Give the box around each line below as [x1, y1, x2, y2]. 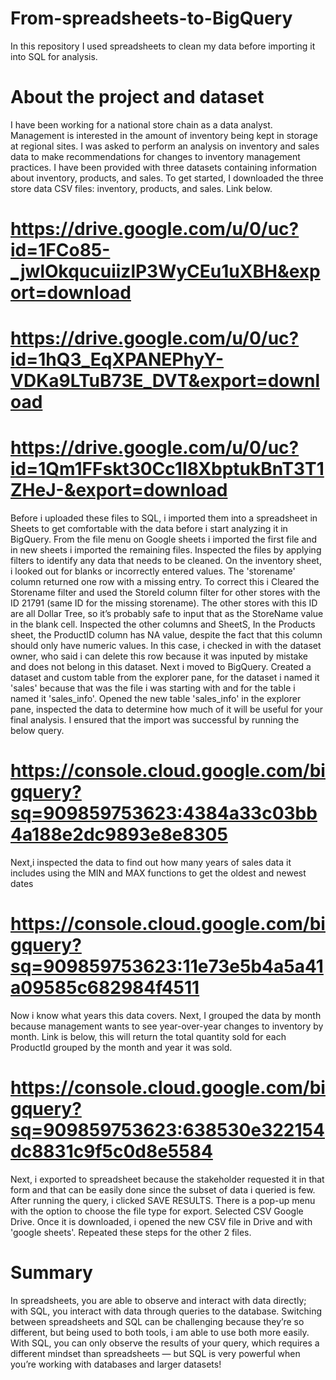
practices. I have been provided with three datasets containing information [10, 161, 318, 173]
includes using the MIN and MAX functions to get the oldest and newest [10, 867, 307, 879]
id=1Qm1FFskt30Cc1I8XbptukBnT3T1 [10, 458, 325, 481]
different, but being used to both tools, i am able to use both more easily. [10, 1326, 310, 1338]
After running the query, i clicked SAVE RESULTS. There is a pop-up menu [10, 1195, 316, 1206]
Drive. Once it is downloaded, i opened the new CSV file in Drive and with [10, 1216, 313, 1227]
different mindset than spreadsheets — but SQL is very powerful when [10, 1347, 301, 1359]
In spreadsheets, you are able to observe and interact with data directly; [10, 1294, 307, 1306]
